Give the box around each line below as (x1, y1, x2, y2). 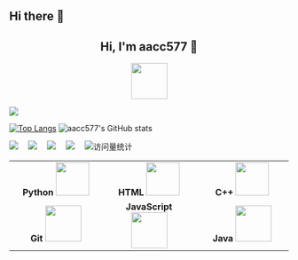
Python (21, 186, 54, 199)
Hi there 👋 (9, 9, 65, 24)
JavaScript (125, 201, 173, 213)
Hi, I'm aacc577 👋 (100, 39, 198, 54)
